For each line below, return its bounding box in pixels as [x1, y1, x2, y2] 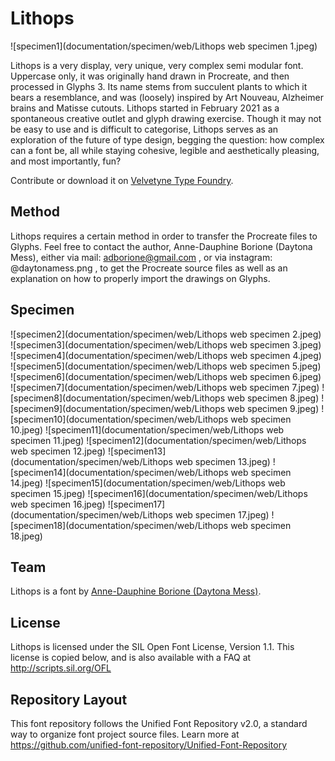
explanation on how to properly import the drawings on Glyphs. [10, 272, 271, 284]
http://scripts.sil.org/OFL [10, 662, 112, 674]
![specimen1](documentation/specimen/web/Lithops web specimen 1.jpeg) [10, 40, 318, 52]
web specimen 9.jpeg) [227, 402, 320, 414]
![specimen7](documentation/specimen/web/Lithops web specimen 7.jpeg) [10, 381, 320, 393]
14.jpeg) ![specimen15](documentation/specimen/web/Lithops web [10, 477, 286, 489]
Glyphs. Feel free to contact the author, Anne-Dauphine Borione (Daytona [10, 240, 313, 252]
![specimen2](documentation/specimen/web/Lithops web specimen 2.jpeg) [10, 328, 322, 340]
